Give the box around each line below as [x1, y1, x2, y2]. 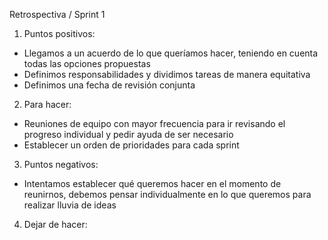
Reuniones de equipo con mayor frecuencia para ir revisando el [23, 118, 286, 129]
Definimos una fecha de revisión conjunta [23, 79, 196, 91]
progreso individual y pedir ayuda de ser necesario [23, 129, 234, 140]
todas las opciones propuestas [23, 58, 151, 69]
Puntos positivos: [23, 28, 96, 39]
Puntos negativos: [23, 159, 99, 170]
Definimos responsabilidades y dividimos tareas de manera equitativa [23, 69, 311, 80]
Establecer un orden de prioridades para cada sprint [23, 139, 240, 151]
